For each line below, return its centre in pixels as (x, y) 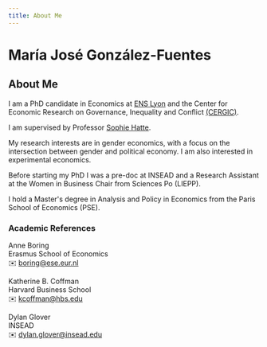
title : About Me (35, 16)
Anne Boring (29, 245)
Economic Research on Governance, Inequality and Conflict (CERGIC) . (124, 111)
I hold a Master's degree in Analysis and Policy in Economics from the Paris (132, 199)
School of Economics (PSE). (54, 207)
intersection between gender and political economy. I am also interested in (131, 151)
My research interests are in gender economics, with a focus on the (119, 142)
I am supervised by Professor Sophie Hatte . (80, 127)
